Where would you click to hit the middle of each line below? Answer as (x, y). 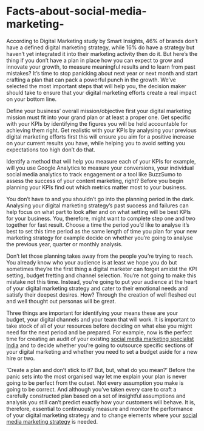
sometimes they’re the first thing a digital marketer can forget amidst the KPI (102, 269)
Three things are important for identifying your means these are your (92, 313)
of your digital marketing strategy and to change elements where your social (102, 415)
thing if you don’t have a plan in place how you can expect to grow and (95, 60)
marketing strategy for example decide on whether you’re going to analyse (100, 238)
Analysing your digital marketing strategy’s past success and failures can (98, 205)
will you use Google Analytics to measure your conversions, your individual (100, 168)
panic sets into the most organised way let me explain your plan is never (97, 376)
